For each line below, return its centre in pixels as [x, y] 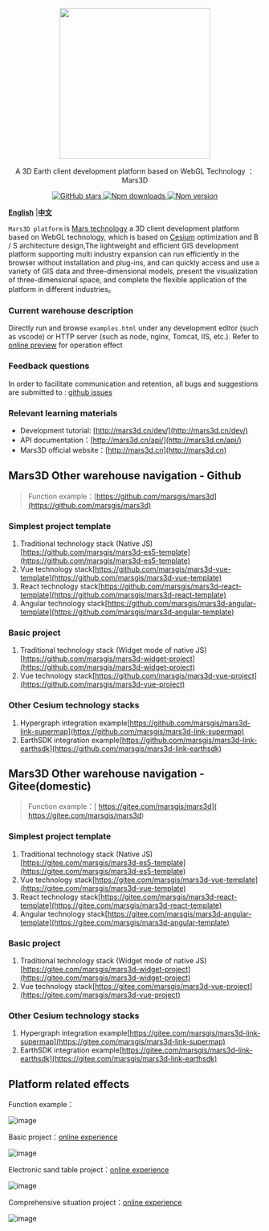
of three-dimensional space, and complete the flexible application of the [128, 280]
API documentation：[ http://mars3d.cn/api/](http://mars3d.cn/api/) [131, 440]
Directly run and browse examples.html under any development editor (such [133, 328]
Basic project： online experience [63, 1137]
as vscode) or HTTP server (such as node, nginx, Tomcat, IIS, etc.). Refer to [134, 337]
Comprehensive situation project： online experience [95, 1203]
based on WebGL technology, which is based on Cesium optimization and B [134, 237]
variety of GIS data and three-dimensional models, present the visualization [133, 271]
